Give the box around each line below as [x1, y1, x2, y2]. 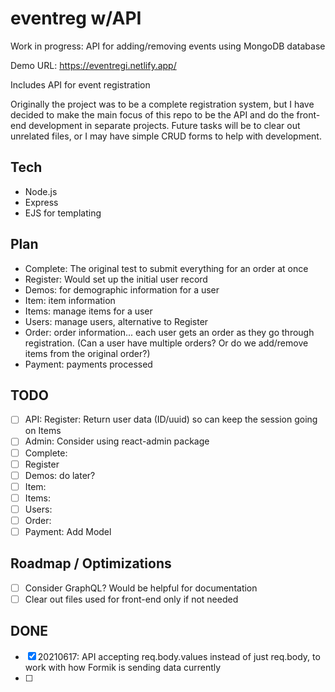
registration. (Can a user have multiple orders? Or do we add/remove [24, 337, 309, 349]
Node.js [24, 185, 58, 197]
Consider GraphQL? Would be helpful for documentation [24, 582, 258, 594]
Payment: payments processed [24, 358, 153, 370]
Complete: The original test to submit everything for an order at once [24, 262, 309, 274]
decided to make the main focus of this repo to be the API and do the [10, 108, 295, 121]
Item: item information [24, 294, 116, 306]
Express [24, 196, 59, 208]
